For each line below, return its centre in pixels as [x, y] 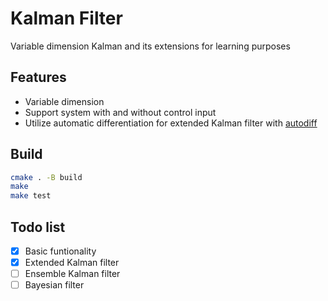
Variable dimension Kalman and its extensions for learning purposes [150, 46]
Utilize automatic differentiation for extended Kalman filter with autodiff [171, 123]
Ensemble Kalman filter [72, 274]
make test [31, 196]
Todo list [38, 227]
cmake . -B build [46, 177]
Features [38, 77]
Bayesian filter [54, 285]
